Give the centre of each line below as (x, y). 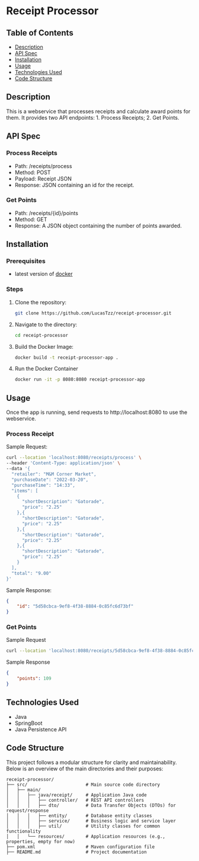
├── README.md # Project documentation (76, 852)
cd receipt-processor (41, 335)
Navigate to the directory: (46, 325)
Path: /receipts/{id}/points (46, 213)
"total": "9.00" (31, 573)
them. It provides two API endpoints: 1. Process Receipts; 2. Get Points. (93, 117)
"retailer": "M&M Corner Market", (54, 474)
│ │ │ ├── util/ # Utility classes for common (83, 826)
